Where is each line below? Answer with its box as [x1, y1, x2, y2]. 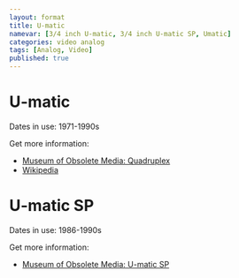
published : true [9, 54, 69, 63]
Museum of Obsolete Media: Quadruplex [21, 155, 171, 166]
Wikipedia [21, 164, 59, 175]
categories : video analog [9, 37, 104, 47]
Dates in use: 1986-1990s [9, 224, 102, 235]
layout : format [9, 12, 66, 22]
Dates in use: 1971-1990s [9, 121, 100, 131]
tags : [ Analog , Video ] [9, 46, 93, 55]
